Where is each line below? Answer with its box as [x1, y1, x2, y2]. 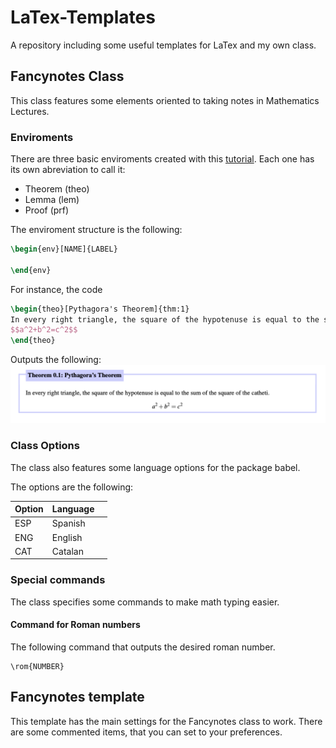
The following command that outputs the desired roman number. [10, 641, 276, 653]
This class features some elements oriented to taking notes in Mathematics [10, 94, 320, 106]
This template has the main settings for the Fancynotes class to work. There [10, 715, 323, 727]
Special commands [10, 573, 106, 587]
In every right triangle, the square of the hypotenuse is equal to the [10, 314, 320, 325]
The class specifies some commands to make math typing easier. [10, 596, 280, 608]
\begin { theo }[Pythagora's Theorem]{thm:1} [10, 304, 190, 314]
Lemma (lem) [24, 194, 80, 206]
